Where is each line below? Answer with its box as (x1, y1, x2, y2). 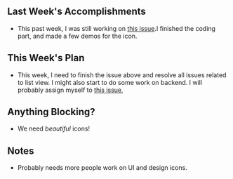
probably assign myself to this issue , (17, 86, 124, 94)
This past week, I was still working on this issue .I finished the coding (17, 24, 216, 32)
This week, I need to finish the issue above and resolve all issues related (17, 70, 227, 79)
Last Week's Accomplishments (7, 6, 146, 18)
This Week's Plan (7, 52, 85, 64)
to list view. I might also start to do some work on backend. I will (17, 78, 202, 86)
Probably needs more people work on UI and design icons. (17, 164, 187, 172)
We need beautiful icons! (17, 124, 90, 133)
